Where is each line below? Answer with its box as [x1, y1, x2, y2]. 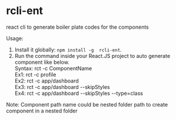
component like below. [14, 59, 69, 66]
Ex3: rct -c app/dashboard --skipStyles [14, 83, 110, 90]
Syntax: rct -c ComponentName [14, 64, 92, 71]
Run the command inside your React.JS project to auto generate [14, 52, 171, 59]
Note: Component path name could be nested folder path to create [6, 101, 168, 108]
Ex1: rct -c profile [14, 71, 57, 78]
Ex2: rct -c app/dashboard [14, 77, 79, 84]
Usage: [6, 35, 24, 42]
